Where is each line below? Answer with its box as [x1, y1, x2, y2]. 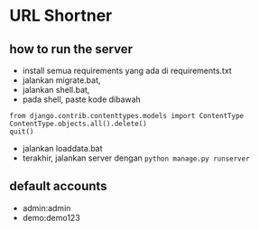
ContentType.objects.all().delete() [9, 119, 147, 128]
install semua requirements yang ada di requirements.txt [22, 65, 232, 76]
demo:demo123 [22, 212, 81, 223]
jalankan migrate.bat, [22, 75, 101, 86]
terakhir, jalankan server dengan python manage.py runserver [22, 152, 250, 163]
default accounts [9, 179, 107, 194]
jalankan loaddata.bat [22, 143, 103, 153]
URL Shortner [9, 5, 113, 26]
